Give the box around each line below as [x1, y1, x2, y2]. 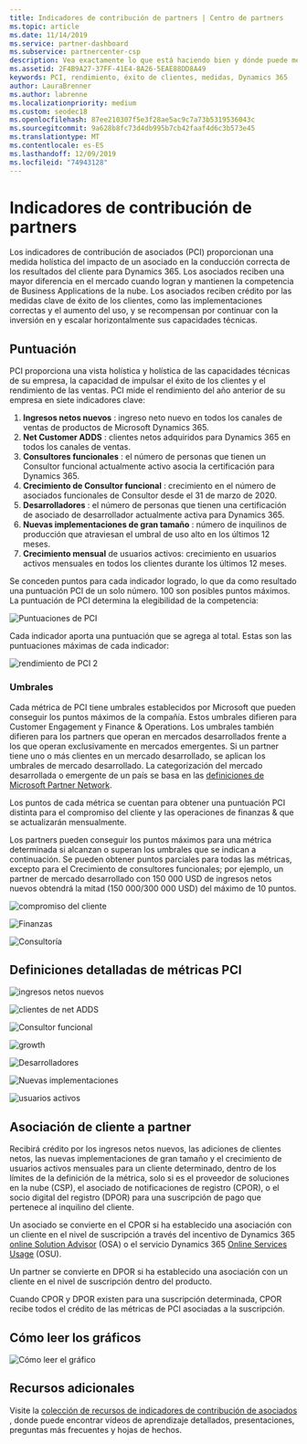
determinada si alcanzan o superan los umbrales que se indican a [9, 844, 257, 855]
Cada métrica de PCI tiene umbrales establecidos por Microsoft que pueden [9, 701, 296, 713]
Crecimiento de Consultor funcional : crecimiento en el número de [22, 481, 277, 492]
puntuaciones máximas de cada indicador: [9, 641, 169, 652]
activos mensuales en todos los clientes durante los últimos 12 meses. [22, 558, 288, 569]
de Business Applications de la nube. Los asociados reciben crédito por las [9, 285, 292, 297]
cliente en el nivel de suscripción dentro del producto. [9, 1276, 213, 1287]
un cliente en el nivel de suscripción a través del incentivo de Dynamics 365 [9, 1229, 295, 1240]
